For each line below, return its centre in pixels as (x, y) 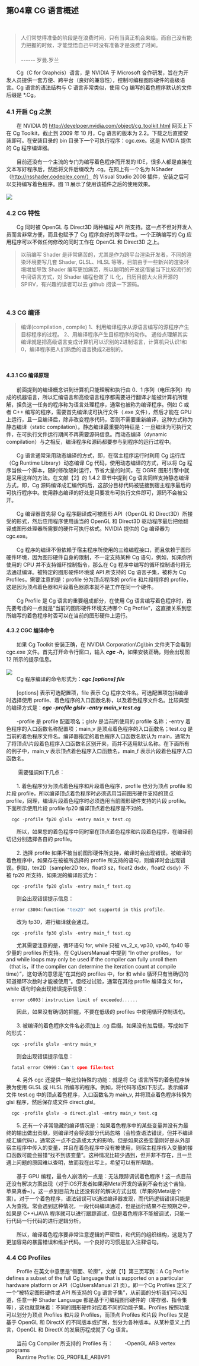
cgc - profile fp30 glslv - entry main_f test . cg (71, 933)
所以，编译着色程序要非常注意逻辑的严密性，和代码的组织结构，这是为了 (105, 1235)
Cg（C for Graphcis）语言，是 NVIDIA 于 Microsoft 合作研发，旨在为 (100, 72)
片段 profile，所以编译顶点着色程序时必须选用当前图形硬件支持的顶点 (90, 794)
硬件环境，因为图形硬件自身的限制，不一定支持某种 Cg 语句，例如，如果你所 (99, 557)
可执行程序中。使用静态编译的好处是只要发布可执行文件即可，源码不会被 (94, 493)
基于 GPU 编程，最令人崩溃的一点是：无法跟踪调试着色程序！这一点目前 (104, 1176)
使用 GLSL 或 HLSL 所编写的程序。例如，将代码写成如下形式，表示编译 (102, 1087)
